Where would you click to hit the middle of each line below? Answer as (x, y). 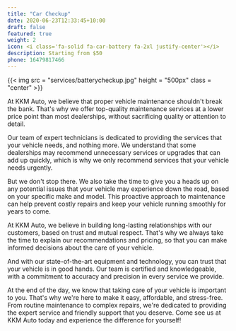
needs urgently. (30, 168)
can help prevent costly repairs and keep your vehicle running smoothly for (117, 204)
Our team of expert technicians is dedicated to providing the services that (115, 137)
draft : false (26, 27)
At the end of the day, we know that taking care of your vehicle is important (117, 290)
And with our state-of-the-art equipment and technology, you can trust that (117, 261)
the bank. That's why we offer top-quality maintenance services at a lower (116, 109)
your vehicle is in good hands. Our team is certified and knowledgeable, (112, 269)
